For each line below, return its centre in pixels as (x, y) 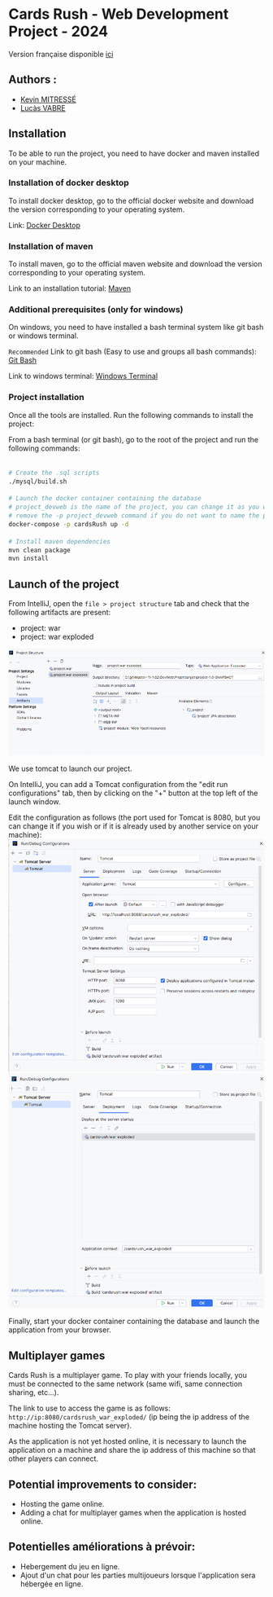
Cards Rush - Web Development (119, 14)
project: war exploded (57, 637)
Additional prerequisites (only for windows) (96, 310)
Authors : (32, 79)
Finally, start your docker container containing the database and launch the (134, 1322)
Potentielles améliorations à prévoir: (102, 1547)
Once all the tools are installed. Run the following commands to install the (131, 415)
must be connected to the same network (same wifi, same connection (126, 1384)
